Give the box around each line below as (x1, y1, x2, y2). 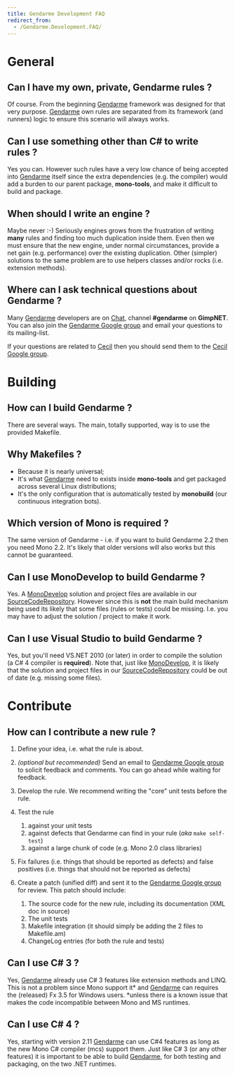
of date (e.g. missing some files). (7, 673, 102, 682)
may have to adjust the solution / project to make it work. (7, 612, 172, 621)
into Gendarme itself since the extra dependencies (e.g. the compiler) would (7, 173, 228, 181)
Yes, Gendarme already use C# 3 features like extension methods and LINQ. (7, 975, 227, 984)
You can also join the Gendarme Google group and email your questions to (7, 321, 223, 329)
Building (7, 374, 57, 390)
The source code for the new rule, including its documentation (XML (27, 899, 226, 908)
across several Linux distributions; (17, 482, 117, 490)
